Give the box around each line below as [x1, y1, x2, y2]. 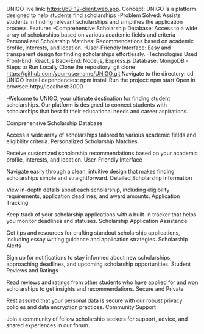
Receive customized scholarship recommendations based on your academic [6, 149, 198, 157]
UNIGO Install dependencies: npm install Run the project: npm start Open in [6, 76, 196, 83]
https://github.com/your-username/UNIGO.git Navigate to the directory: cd [6, 70, 194, 77]
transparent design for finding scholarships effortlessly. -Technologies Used [6, 51, 198, 57]
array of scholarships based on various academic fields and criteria [6, 31, 175, 38]
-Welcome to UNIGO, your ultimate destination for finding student [6, 94, 171, 102]
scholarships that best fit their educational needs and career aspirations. [6, 108, 189, 115]
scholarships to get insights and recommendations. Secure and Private [6, 285, 184, 292]
